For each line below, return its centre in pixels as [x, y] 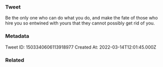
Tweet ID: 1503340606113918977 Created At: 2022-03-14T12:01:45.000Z [81, 47]
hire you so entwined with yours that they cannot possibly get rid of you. [80, 23]
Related [15, 60]
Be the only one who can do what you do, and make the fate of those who [81, 18]
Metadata [17, 36]
